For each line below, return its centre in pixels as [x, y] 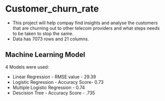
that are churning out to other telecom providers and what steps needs [86, 28]
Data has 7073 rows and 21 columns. [51, 39]
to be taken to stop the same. [43, 33]
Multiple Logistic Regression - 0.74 [49, 87]
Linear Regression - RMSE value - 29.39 [54, 77]
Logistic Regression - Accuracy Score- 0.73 [58, 82]
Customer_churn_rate [52, 9]
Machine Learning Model [45, 55]
